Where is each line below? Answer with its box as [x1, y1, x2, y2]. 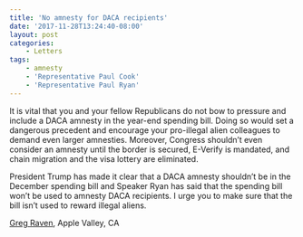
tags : [9, 55, 30, 64]
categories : [9, 38, 54, 48]
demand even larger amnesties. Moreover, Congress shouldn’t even [9, 134, 263, 145]
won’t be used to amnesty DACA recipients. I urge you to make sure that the [9, 190, 293, 201]
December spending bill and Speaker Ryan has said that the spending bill [9, 180, 283, 191]
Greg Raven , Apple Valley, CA [9, 217, 120, 228]
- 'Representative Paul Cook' [25, 72, 141, 81]
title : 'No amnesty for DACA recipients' [9, 13, 169, 23]
